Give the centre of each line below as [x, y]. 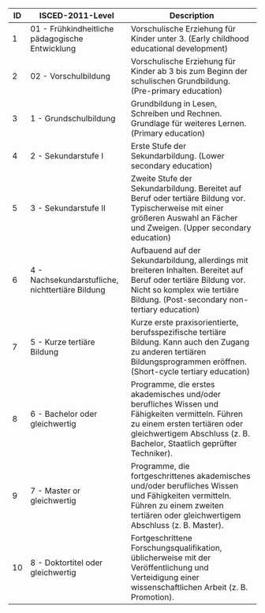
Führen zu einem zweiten [177, 505]
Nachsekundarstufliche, [75, 280]
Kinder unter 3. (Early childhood [190, 39]
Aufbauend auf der [166, 250]
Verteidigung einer [165, 577]
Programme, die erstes [173, 384]
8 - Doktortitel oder [67, 563]
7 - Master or [56, 490]
